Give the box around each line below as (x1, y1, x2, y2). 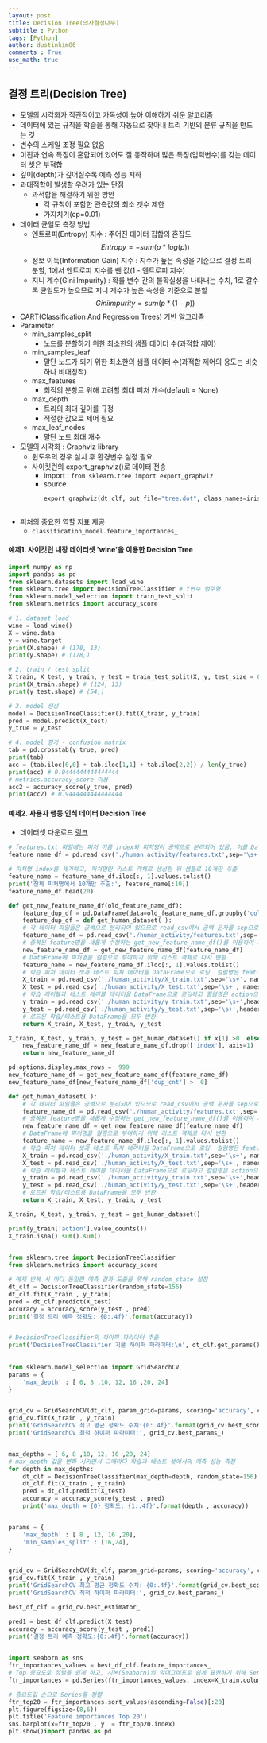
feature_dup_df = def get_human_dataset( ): (22, 916, 172, 924)
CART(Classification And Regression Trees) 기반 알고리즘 (19, 312, 205, 321)
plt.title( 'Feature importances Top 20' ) (8, 1713, 148, 1721)
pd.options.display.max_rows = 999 (8, 1063, 130, 1071)
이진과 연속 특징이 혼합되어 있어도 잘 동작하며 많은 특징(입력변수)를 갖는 (19, 149, 242, 159)
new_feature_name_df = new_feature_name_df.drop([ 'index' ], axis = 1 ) (22, 1042, 254, 1050)
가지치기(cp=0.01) (43, 209, 101, 219)
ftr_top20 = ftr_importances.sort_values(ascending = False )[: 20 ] (8, 1698, 226, 1706)
